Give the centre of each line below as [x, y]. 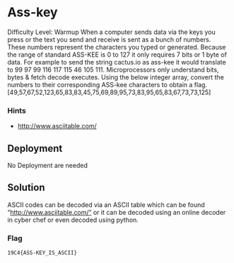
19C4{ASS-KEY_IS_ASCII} [42, 253]
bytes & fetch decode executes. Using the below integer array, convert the [116, 77]
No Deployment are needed [48, 166]
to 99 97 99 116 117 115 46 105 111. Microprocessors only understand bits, [113, 69]
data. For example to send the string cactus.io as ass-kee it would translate [117, 62]
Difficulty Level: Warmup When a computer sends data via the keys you [111, 32]
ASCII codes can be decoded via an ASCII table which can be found [106, 205]
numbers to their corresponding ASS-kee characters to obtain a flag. [107, 84]
